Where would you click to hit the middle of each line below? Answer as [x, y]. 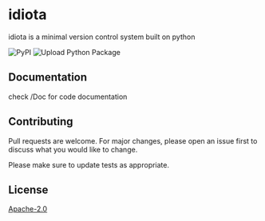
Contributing [41, 122]
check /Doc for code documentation [68, 97]
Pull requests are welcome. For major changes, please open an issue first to [133, 140]
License [28, 189]
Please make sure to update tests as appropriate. [89, 164]
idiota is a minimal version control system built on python [102, 37]
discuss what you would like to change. [73, 149]
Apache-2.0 [28, 209]
